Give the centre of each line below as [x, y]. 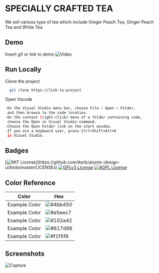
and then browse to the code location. [48, 113]
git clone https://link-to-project [45, 90]
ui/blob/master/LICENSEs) [31, 167]
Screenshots [25, 254]
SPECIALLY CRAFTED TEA [59, 9]
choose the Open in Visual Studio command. [52, 122]
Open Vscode [19, 99]
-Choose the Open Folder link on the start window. [58, 126]
